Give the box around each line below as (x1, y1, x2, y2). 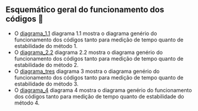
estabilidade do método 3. (14, 80, 79, 87)
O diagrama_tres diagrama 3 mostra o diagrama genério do (14, 68, 160, 75)
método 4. (14, 99, 40, 106)
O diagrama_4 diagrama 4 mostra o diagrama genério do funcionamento (14, 86, 192, 94)
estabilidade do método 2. (14, 61, 79, 68)
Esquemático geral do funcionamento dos (5, 5, 165, 15)
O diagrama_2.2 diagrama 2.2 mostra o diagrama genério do (14, 49, 163, 56)
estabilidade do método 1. (14, 42, 78, 49)
